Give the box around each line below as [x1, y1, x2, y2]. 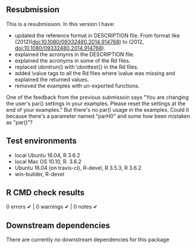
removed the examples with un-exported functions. [14, 82, 140, 89]
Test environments [6, 136, 77, 146]
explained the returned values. [14, 76, 89, 83]
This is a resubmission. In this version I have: [6, 20, 115, 27]
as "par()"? [6, 118, 33, 126]
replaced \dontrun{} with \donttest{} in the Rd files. [14, 63, 139, 70]
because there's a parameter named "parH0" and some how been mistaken [6, 112, 191, 119]
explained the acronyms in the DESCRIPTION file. [14, 50, 135, 58]
